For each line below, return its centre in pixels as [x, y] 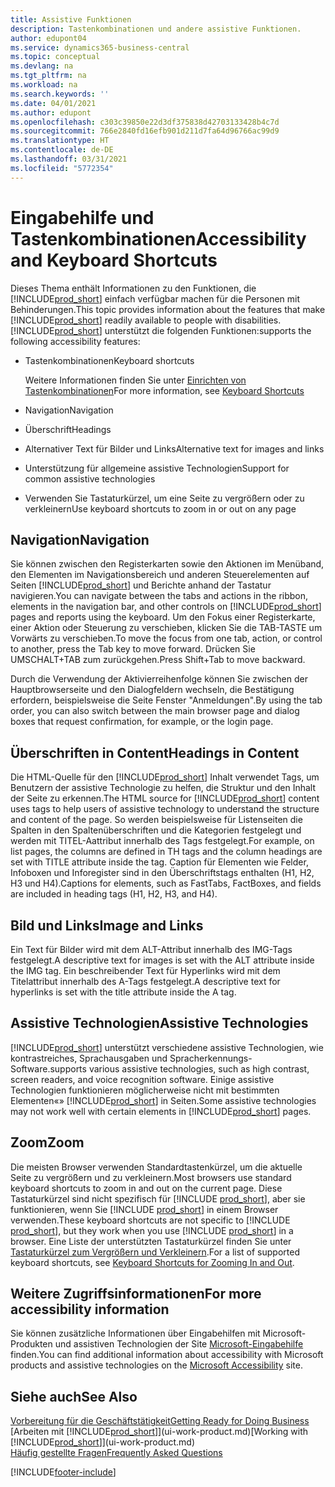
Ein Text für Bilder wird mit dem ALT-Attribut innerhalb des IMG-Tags [151, 949]
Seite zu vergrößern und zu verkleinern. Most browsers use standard [151, 1177]
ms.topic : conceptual [55, 57]
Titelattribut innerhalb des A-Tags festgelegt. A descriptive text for [145, 981]
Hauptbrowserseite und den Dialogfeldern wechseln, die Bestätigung [152, 690]
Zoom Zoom [47, 1142]
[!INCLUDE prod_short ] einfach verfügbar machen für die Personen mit [155, 298]
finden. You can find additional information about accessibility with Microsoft [167, 1355]
